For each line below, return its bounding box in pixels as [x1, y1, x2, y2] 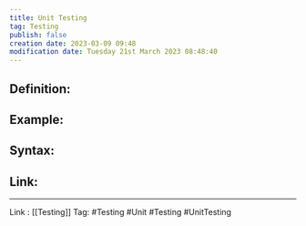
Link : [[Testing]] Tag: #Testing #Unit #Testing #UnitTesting [9, 207, 232, 218]
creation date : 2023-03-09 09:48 [9, 38, 137, 48]
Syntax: [9, 143, 55, 159]
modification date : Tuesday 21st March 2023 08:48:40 [9, 47, 219, 56]
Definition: [9, 81, 71, 97]
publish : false [9, 30, 67, 39]
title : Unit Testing [9, 13, 88, 23]
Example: [9, 111, 64, 128]
